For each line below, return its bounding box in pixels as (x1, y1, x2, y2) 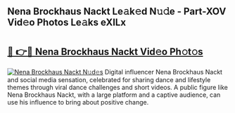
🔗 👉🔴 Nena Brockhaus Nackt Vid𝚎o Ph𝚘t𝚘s (7, 46, 203, 58)
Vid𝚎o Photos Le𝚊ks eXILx (7, 17, 127, 29)
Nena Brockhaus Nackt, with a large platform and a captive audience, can (7, 91, 221, 99)
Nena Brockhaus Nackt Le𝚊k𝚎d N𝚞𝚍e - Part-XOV (7, 6, 227, 18)
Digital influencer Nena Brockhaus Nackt (104, 68, 223, 76)
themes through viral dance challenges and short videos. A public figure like (7, 84, 229, 91)
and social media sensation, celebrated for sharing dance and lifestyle (7, 76, 211, 84)
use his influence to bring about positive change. (7, 98, 149, 106)
